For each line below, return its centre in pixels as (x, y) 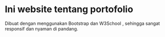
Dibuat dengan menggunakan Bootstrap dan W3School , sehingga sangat (82, 23)
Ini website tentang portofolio (69, 9)
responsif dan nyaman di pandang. (42, 28)
